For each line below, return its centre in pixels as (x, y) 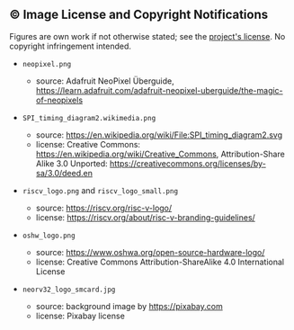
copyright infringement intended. (71, 46)
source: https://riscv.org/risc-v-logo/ (104, 208)
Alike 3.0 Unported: (71, 163)
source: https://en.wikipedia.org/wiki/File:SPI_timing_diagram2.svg (159, 135)
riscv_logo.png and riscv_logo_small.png (100, 190)
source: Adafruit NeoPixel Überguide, (105, 81)
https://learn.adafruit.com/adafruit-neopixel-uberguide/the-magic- (159, 90)
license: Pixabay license (80, 316)
